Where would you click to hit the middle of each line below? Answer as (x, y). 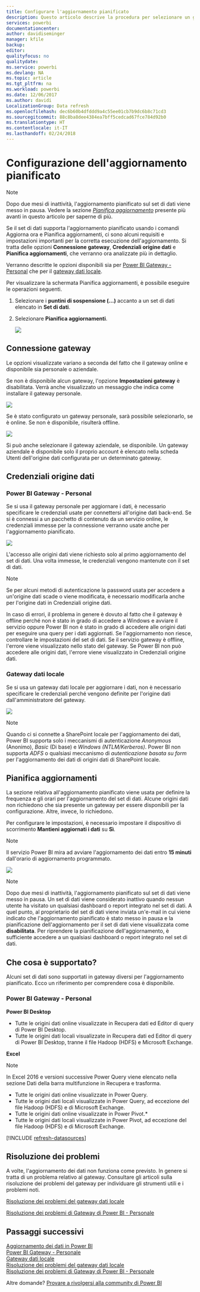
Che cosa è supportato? (51, 962)
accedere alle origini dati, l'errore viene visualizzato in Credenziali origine (96, 653)
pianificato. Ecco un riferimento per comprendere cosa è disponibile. (90, 983)
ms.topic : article (29, 78)
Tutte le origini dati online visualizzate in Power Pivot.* (81, 1114)
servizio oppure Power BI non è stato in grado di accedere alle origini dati (96, 627)
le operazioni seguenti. (34, 289)
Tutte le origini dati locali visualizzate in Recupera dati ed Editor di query (103, 1036)
